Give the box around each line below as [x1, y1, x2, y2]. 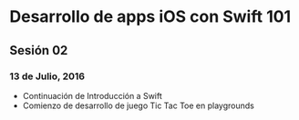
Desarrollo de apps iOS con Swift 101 [9, 6, 292, 27]
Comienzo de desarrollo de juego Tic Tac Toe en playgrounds [22, 100, 255, 111]
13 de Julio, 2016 [9, 70, 85, 83]
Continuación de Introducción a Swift [22, 90, 162, 101]
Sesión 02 [9, 43, 68, 58]
